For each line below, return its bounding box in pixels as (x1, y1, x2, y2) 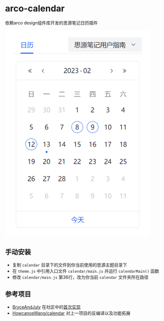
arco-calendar (5, 3, 65, 14)
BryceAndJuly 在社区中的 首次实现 (12, 304, 81, 310)
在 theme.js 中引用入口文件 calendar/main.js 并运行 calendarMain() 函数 (12, 268, 160, 274)
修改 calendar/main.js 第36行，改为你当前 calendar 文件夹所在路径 (12, 274, 149, 280)
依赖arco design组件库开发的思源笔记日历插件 (5, 20, 98, 26)
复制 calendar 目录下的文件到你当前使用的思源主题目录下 (12, 262, 127, 268)
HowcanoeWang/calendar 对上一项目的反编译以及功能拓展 (12, 310, 131, 316)
